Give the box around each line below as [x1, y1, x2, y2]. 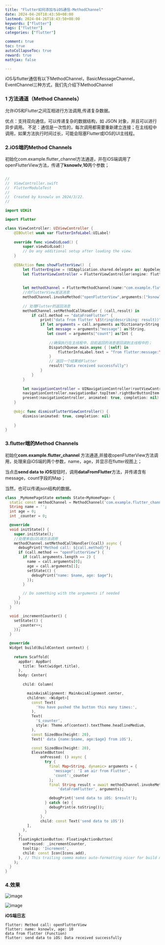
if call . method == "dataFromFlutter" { [31, 313, 113, 318]
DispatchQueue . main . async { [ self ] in [49, 345, 129, 350]
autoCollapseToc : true [5, 48, 52, 53]
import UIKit [5, 208, 32, 213]
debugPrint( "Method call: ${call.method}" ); [18, 545, 111, 550]
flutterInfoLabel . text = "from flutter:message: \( [57, 349, 164, 355]
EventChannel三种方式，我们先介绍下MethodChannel [5, 82, 113, 88]
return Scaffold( [14, 654, 50, 659]
